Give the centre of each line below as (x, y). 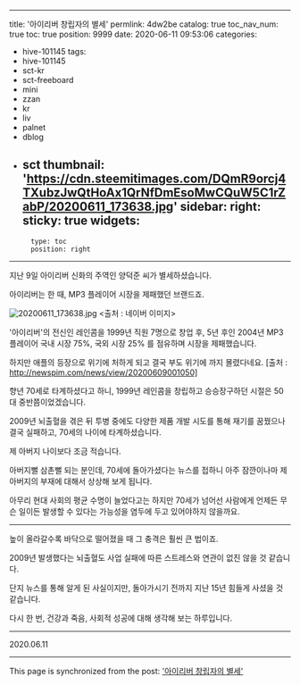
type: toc (49, 241)
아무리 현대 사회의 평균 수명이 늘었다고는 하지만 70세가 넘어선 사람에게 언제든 (144, 500)
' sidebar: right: (217, 207)
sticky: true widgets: (81, 221)
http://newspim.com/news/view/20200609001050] (104, 372)
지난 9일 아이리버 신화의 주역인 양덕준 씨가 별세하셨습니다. (111, 275)
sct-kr (33, 71)
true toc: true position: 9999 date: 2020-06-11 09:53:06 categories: (133, 34)
